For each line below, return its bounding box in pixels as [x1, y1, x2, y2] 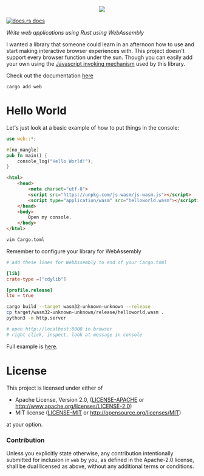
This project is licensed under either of [6, 384, 103, 391]
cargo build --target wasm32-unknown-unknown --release [6, 304, 151, 310]
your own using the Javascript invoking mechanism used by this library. [6, 60, 186, 67]
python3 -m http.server [6, 315, 67, 321]
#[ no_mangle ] [6, 147, 39, 153]
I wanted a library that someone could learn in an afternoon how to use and [6, 41, 194, 48]
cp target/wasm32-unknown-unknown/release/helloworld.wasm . [6, 309, 165, 316]
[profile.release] [6, 287, 53, 293]
